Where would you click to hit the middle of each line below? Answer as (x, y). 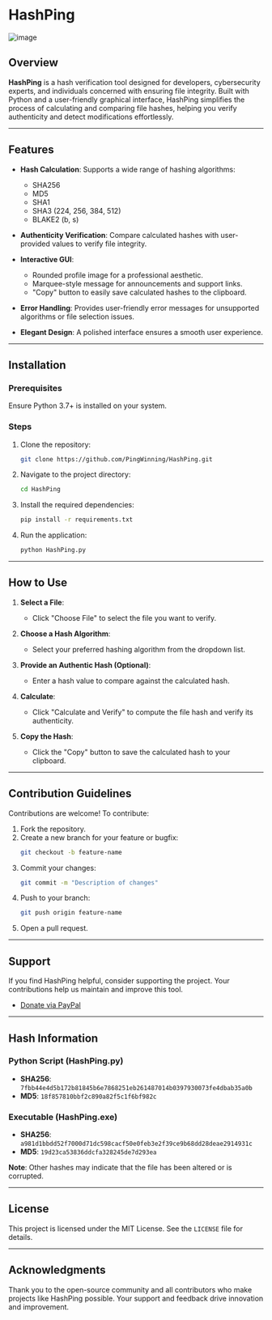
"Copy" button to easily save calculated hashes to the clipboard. (139, 292)
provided (35, 244)
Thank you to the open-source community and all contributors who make (130, 1289)
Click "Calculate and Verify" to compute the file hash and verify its (142, 712)
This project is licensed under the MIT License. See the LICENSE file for (125, 1229)
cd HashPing (40, 490)
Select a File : (42, 602)
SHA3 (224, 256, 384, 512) (76, 210)
